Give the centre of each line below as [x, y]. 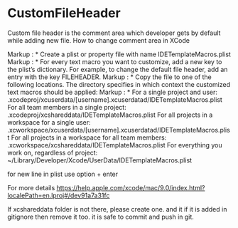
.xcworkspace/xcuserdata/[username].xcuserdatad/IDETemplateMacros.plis [119, 130]
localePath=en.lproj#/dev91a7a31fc [59, 195]
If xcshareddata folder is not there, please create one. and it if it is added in [117, 209]
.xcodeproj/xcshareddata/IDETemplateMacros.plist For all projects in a [110, 115]
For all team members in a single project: [67, 107]
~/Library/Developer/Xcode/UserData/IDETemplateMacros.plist [100, 160]
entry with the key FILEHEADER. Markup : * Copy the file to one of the [109, 77]
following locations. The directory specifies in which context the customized [119, 84]
